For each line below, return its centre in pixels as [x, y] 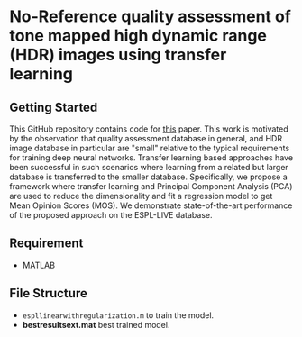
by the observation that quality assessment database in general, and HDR [146, 138]
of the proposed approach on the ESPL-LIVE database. [111, 215]
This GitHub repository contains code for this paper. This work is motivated [149, 129]
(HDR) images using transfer [118, 55]
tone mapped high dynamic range [138, 36]
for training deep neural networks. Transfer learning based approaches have [151, 158]
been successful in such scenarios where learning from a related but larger [149, 167]
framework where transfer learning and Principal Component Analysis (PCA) [151, 186]
